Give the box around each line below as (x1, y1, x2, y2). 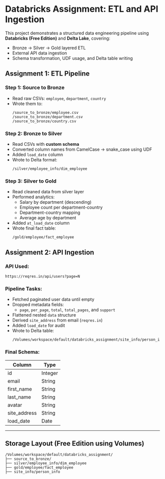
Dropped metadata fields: (12, 302, 64, 308)
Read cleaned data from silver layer (12, 189, 84, 195)
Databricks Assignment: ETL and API (5, 3, 159, 15)
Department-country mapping (19, 210, 81, 215)
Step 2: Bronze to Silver (5, 130, 62, 137)
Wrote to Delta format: (12, 157, 57, 162)
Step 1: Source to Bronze (5, 84, 65, 91)
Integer (41, 370, 58, 376)
